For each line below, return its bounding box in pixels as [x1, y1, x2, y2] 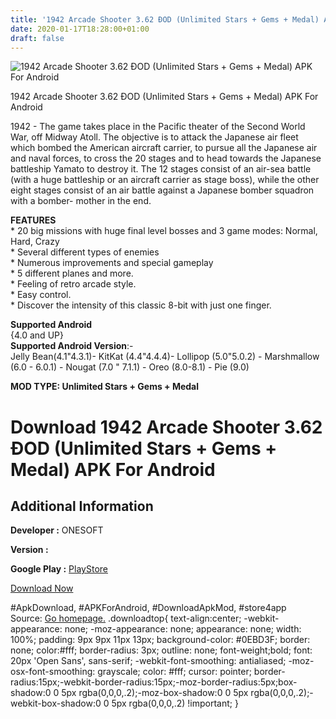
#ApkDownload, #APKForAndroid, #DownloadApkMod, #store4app [10, 602, 287, 614]
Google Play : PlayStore [10, 563, 108, 575]
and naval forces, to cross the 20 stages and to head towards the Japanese [10, 152, 322, 165]
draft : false [10, 33, 65, 43]
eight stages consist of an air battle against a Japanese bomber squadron [10, 184, 315, 196]
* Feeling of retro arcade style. [10, 278, 137, 290]
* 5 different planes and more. [10, 267, 134, 280]
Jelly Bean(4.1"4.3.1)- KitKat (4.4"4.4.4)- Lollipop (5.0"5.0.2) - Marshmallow [10, 351, 320, 363]
